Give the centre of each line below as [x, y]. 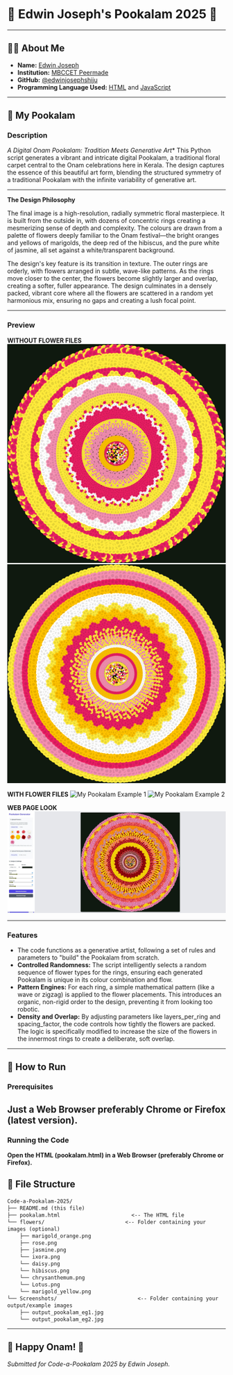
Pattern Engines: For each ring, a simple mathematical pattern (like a [116, 987]
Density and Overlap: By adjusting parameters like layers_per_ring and [119, 1016]
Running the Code [38, 1140]
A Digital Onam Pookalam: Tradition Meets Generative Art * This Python [109, 150]
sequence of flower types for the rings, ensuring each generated [110, 973]
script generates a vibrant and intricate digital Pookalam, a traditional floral [114, 158]
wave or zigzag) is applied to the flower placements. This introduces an [119, 995]
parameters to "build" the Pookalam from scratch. [88, 957]
